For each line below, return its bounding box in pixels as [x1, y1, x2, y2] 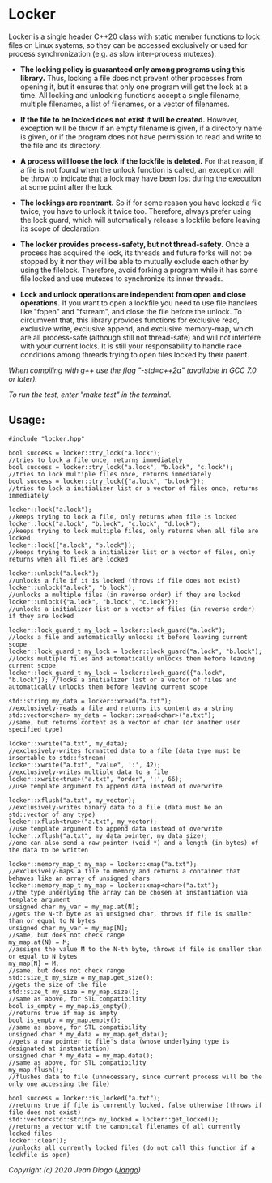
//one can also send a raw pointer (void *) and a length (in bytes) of [8, 839, 259, 847]
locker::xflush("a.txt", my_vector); [8, 796, 136, 805]
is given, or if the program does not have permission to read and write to [19, 131, 262, 142]
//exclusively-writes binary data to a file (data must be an [8, 803, 223, 811]
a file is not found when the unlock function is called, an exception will [19, 164, 255, 174]
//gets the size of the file [8, 980, 107, 989]
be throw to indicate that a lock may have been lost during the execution [19, 173, 261, 183]
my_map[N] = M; [8, 959, 60, 967]
